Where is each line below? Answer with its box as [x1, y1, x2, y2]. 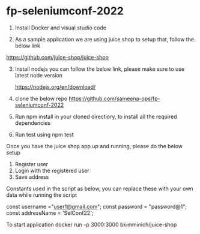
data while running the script [6, 191, 77, 199]
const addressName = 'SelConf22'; [6, 209, 94, 217]
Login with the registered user [14, 167, 89, 174]
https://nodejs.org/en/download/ [14, 83, 96, 91]
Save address [14, 173, 49, 181]
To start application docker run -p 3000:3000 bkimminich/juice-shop [6, 221, 177, 228]
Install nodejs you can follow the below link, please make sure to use [14, 65, 185, 73]
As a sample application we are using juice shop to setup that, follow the [14, 35, 194, 43]
